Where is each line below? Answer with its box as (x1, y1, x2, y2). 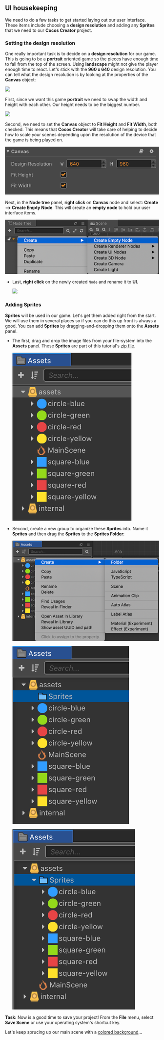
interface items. (5, 210, 37, 216)
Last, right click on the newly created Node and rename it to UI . (12, 279, 138, 285)
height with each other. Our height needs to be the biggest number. (5, 102, 141, 107)
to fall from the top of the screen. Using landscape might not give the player (5, 61, 159, 67)
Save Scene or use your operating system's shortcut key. (5, 1019, 121, 1025)
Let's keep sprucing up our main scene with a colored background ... (5, 1029, 143, 1035)
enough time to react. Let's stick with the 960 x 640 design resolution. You (5, 66, 156, 73)
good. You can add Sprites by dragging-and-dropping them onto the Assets (5, 323, 159, 329)
